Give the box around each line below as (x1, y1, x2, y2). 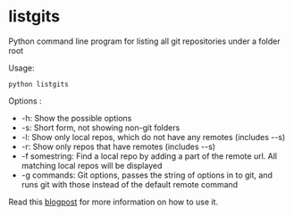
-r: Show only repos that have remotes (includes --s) (21, 141, 216, 152)
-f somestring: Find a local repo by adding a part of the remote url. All (21, 150, 278, 162)
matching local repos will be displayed (21, 160, 163, 170)
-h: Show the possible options (21, 112, 132, 123)
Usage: (8, 62, 35, 73)
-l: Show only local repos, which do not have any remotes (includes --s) (21, 131, 286, 142)
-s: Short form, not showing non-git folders (21, 122, 181, 133)
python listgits (8, 79, 69, 88)
